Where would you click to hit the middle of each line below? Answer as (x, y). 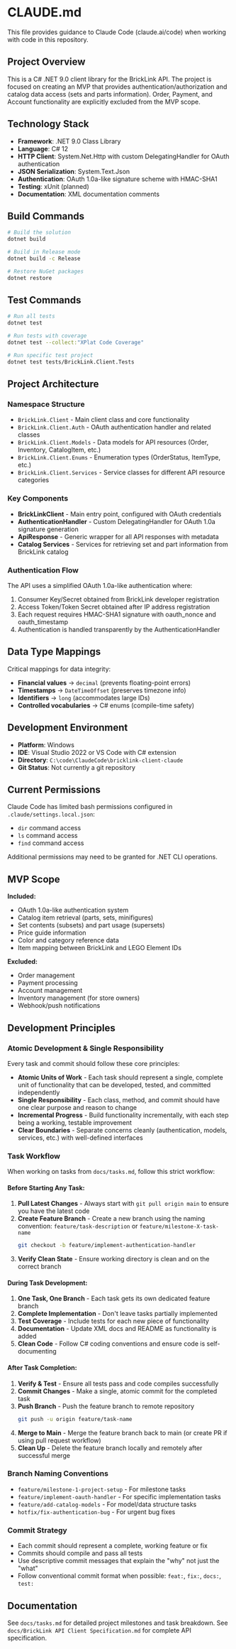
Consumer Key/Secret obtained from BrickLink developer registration (118, 599)
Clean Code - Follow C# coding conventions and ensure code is (111, 1344)
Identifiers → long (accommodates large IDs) (84, 697)
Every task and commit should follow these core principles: (94, 1063)
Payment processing (47, 983)
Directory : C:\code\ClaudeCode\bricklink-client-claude (100, 760)
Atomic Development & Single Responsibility (86, 1048)
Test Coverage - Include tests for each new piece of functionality (113, 1321)
